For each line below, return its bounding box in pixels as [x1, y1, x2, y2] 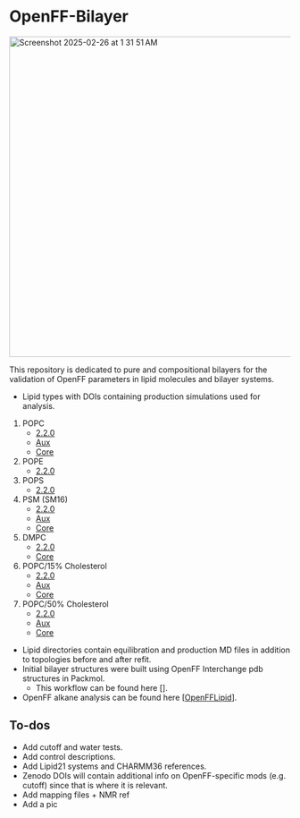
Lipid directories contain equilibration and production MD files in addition [21, 644, 290, 655]
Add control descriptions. [21, 751, 116, 762]
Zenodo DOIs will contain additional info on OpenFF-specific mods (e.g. [21, 770, 287, 780]
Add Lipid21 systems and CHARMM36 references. [21, 761, 207, 771]
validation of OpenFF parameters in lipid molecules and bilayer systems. [9, 373, 275, 384]
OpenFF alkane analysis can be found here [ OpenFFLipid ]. [21, 692, 237, 703]
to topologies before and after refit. [21, 653, 152, 664]
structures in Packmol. [21, 673, 105, 684]
